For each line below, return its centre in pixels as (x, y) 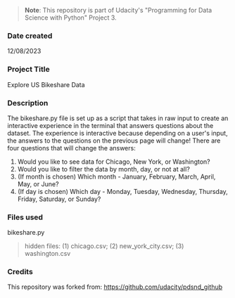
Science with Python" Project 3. (71, 18)
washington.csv (47, 254)
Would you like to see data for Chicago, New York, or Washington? (114, 162)
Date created (30, 36)
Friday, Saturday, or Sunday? (59, 199)
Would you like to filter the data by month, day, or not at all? (103, 169)
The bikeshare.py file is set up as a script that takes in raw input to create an (118, 118)
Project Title (29, 70)
